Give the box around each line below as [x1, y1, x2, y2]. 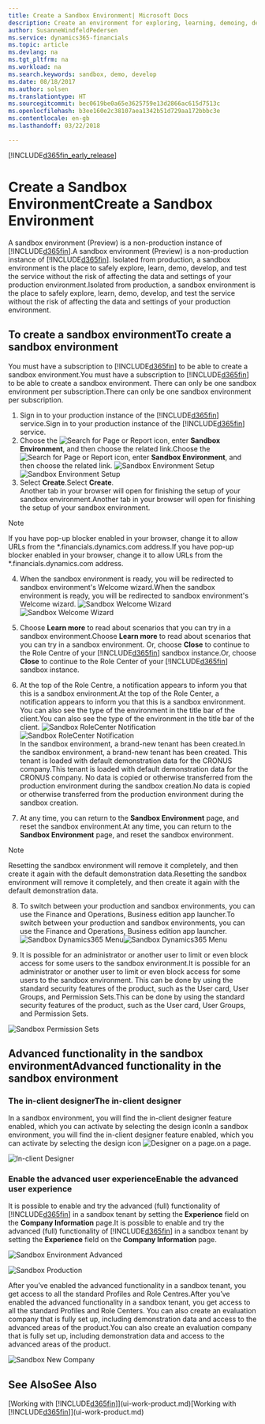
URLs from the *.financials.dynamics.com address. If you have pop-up [8, 542, 234, 551]
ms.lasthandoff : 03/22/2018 [8, 122, 101, 130]
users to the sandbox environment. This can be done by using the [19, 975, 233, 984]
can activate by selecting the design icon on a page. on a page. [8, 1139, 252, 1148]
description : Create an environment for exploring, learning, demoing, [8, 19, 248, 27]
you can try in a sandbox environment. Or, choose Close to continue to [19, 640, 250, 649]
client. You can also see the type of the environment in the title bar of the [19, 713, 255, 723]
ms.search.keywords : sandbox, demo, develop [8, 70, 157, 78]
